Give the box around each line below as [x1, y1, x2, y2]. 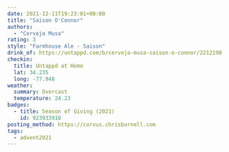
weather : [7, 82, 33, 89]
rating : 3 [7, 36, 37, 43]
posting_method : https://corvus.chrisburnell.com [7, 120, 156, 128]
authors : [7, 23, 33, 30]
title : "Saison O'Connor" [7, 17, 83, 24]
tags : [7, 127, 23, 134]
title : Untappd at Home [13, 62, 83, 69]
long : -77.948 [13, 75, 55, 83]
